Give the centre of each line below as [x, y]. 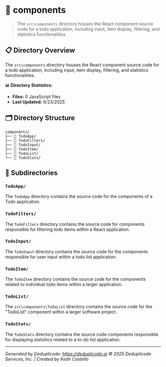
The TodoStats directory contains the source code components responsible [82, 334]
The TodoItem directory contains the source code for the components [75, 279]
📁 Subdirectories [31, 173]
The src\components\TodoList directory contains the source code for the [79, 307]
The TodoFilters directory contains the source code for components [75, 224]
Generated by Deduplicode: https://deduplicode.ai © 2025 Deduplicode [78, 354]
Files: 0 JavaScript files [36, 96]
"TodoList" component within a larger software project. [61, 312]
